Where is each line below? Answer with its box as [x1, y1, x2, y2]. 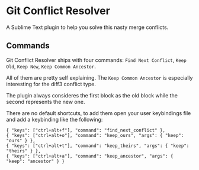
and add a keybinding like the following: [6, 116, 103, 123]
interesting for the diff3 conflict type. [6, 80, 96, 87]
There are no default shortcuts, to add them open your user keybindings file [6, 109, 191, 116]
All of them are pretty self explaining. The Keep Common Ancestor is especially [6, 74, 193, 81]
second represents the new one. [6, 98, 85, 105]
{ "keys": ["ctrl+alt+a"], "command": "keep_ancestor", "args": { [6, 153, 174, 159]
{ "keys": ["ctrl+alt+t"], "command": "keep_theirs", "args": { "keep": [6, 143, 190, 149]
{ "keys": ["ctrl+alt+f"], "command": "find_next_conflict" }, [6, 127, 166, 133]
